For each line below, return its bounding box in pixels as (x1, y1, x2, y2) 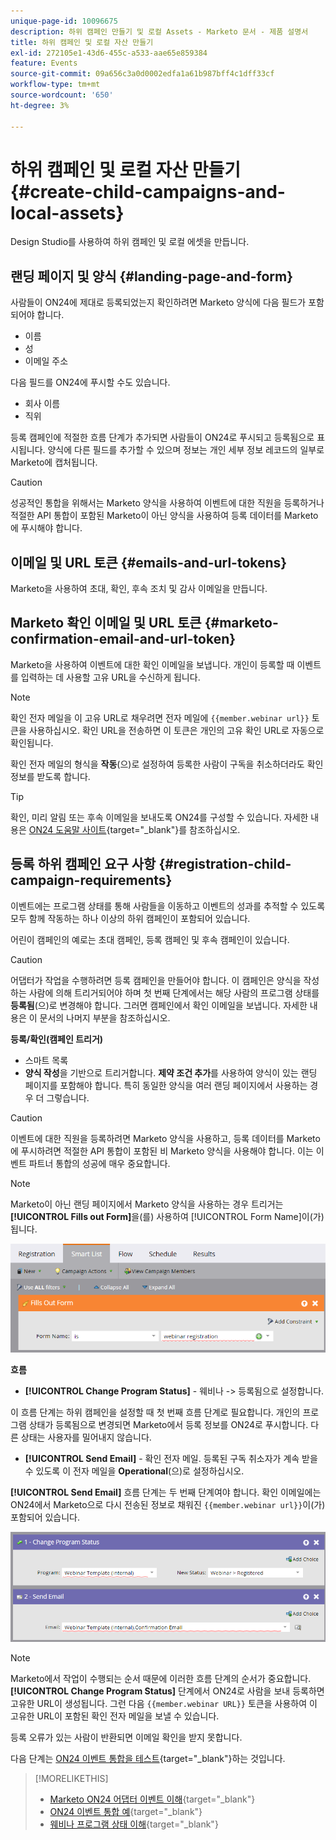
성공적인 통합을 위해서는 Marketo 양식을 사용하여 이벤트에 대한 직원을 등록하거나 (10, 497, 325, 509)
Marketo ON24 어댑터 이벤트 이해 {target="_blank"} (49, 1793, 256, 1805)
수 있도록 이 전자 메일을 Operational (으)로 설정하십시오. (24, 1465, 245, 1477)
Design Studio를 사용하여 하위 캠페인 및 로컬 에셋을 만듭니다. (10, 236, 250, 248)
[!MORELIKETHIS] (34, 1773, 109, 1785)
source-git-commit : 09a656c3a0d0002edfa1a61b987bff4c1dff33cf (10, 69, 275, 79)
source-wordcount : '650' (10, 90, 114, 100)
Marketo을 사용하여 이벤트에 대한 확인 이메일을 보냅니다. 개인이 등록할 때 (10, 658, 295, 670)
